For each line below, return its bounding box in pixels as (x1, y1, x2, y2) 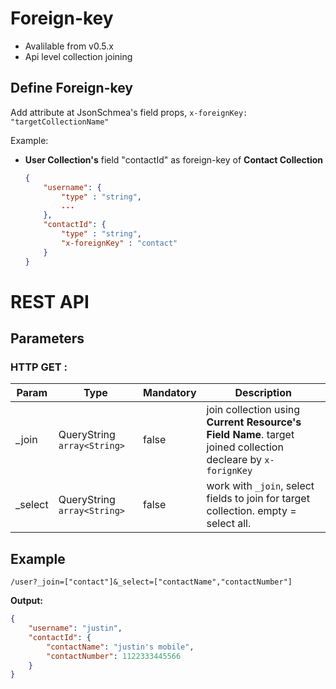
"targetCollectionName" (10, 117, 110, 127)
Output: (10, 595, 43, 607)
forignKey (206, 465, 253, 477)
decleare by (206, 453, 262, 467)
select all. (206, 517, 252, 531)
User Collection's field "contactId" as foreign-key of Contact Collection (24, 153, 324, 166)
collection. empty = (206, 504, 297, 518)
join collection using (206, 403, 301, 417)
